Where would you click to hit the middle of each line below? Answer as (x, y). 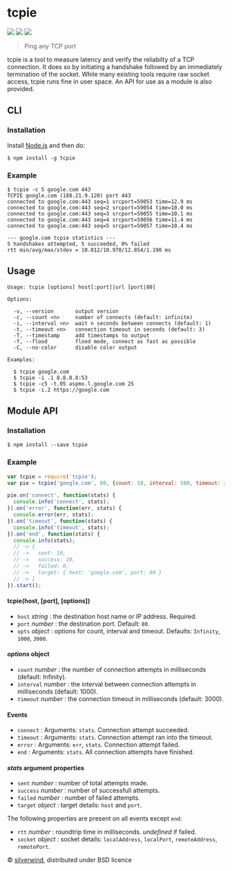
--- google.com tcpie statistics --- (61, 238)
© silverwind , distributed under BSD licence (70, 860)
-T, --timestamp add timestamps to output (81, 335)
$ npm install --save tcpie (48, 445)
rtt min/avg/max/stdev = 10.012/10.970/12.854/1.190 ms (89, 250)
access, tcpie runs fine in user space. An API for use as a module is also (110, 82)
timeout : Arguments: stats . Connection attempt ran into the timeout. (115, 738)
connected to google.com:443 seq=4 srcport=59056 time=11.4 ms (100, 220)
